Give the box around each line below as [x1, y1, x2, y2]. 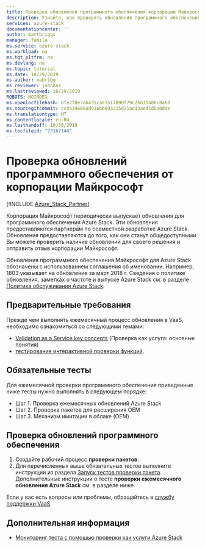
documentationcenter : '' [6, 26, 70, 32]
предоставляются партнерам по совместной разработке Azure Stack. [6, 225, 190, 232]
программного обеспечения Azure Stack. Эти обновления [6, 218, 158, 226]
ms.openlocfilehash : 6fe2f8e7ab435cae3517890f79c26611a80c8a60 [6, 99, 171, 105]
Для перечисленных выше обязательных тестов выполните [15, 462, 171, 470]
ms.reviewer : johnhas [6, 83, 62, 89]
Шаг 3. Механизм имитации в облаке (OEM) [15, 412, 129, 420]
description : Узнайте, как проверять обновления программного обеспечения [6, 15, 201, 21]
